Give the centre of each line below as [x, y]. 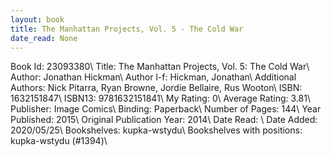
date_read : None [44, 38]
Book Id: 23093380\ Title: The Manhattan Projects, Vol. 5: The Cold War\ [160, 67]
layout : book [37, 19]
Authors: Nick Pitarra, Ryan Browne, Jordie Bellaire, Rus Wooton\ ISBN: [156, 88]
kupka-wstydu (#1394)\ [59, 141]
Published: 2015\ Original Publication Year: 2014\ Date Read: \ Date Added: [164, 120]
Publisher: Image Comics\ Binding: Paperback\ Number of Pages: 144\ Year [166, 109]
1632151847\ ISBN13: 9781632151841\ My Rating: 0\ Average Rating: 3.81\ [160, 98]
